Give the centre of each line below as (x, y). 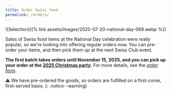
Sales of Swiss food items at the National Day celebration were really (78, 39)
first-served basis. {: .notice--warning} (46, 86)
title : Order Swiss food (32, 10)
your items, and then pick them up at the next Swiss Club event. (85, 50)
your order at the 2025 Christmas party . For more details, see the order (82, 65)
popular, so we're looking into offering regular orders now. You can (76, 44)
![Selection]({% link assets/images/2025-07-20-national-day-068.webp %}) (86, 29)
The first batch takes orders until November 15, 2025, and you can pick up (86, 59)
